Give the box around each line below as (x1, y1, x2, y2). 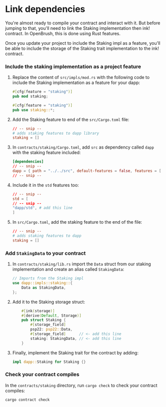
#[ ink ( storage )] (21, 308, 55, 314)
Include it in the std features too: (12, 182, 79, 188)
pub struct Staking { (21, 318, 66, 323)
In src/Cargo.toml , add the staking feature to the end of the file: (12, 219, 142, 225)
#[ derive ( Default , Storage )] (21, 313, 82, 318)
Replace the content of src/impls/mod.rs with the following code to (12, 75, 150, 81)
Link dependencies (5, 3, 86, 15)
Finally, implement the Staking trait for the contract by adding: (12, 349, 139, 356)
